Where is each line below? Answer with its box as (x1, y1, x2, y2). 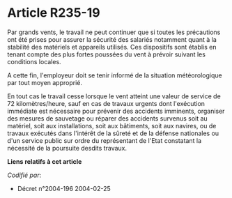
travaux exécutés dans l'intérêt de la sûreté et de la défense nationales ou (7, 129, 219, 137)
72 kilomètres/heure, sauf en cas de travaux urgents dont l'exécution (7, 99, 206, 107)
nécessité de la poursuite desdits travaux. (7, 144, 127, 152)
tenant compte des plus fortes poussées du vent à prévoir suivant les (7, 50, 206, 59)
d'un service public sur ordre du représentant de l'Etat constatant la (7, 136, 202, 144)
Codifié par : (7, 171, 42, 179)
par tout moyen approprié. (7, 78, 82, 86)
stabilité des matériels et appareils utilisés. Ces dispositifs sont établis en (7, 43, 217, 51)
